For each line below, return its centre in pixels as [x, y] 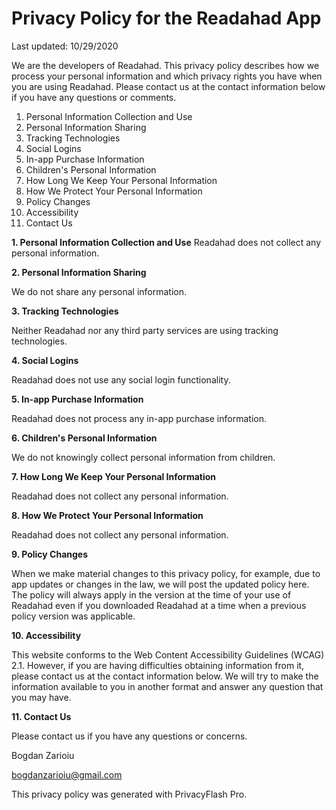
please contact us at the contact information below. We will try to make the [165, 676]
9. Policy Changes [50, 554]
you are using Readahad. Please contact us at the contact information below [168, 86]
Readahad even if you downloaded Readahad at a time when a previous [159, 605]
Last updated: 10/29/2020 [65, 46]
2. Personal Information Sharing [79, 272]
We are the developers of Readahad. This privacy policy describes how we [165, 65]
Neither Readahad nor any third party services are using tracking [145, 330]
